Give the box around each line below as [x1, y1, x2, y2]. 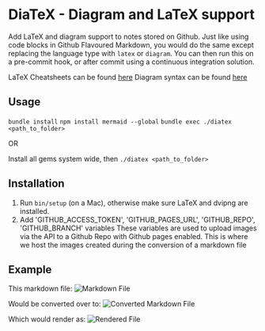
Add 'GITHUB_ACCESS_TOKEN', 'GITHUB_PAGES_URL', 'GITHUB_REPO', [19, 215, 256, 224]
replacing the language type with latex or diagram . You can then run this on [8, 48, 255, 58]
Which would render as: [8, 314, 86, 324]
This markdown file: [8, 283, 73, 294]
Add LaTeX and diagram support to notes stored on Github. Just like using [8, 32, 249, 41]
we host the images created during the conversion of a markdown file [19, 240, 247, 249]
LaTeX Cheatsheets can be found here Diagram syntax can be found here [8, 72, 248, 82]
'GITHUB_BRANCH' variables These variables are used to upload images [19, 223, 257, 233]
